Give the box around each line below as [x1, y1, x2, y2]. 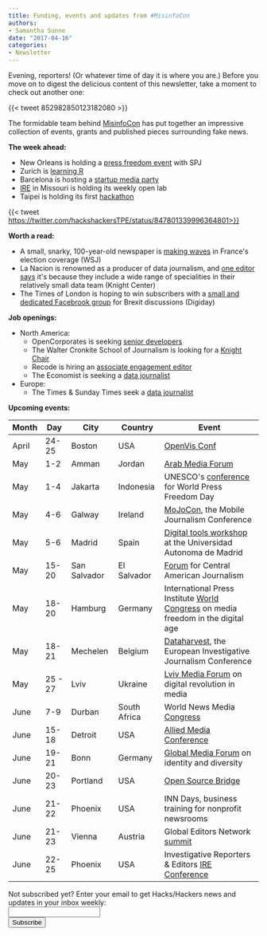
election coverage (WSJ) [19, 255, 102, 264]
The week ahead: [8, 143, 67, 151]
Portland [71, 775, 103, 786]
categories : [8, 41, 48, 49]
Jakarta [71, 482, 100, 492]
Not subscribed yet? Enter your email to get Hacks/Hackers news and [8, 890, 237, 899]
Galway [71, 509, 99, 520]
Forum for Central [164, 560, 230, 571]
